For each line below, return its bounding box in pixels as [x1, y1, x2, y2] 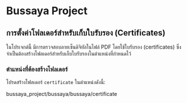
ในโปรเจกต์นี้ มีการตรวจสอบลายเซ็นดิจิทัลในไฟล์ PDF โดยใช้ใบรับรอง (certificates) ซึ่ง [6, 43, 182, 50]
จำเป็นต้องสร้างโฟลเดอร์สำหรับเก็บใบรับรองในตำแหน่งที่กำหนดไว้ [6, 50, 131, 57]
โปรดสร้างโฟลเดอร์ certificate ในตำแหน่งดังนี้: [6, 79, 105, 86]
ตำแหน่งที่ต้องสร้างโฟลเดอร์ [6, 65, 68, 73]
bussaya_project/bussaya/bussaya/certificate [6, 91, 117, 98]
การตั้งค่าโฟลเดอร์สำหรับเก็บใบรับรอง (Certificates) [6, 28, 166, 38]
